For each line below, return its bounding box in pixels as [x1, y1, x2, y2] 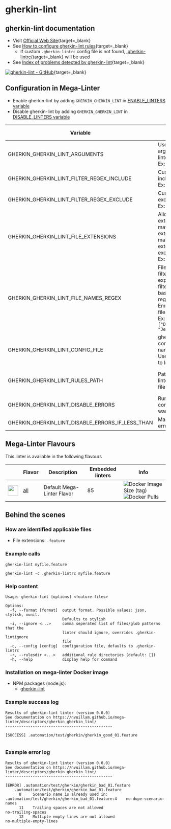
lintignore [5, 634, 28, 640]
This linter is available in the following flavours [5, 453, 102, 459]
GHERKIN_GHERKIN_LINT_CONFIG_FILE [8, 346, 103, 353]
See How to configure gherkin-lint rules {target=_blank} [12, 43, 129, 49]
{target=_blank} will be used [31, 54, 90, 60]
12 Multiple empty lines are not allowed [18, 814, 115, 819]
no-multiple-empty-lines [5, 818, 58, 824]
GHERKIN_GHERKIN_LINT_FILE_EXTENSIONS [8, 233, 117, 240]
